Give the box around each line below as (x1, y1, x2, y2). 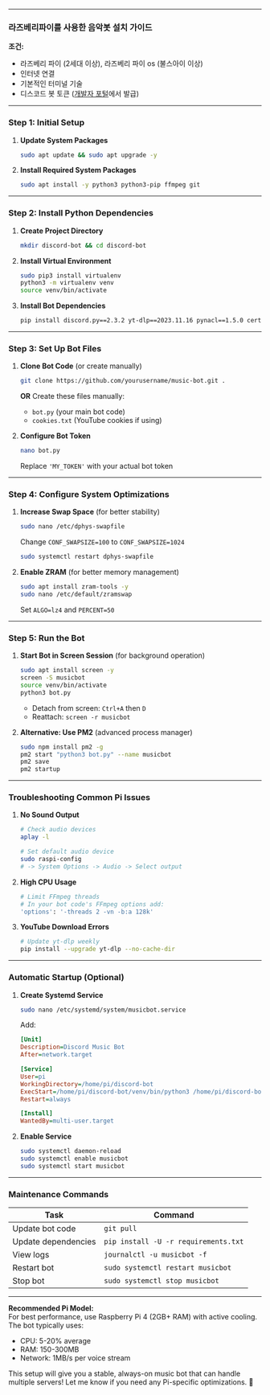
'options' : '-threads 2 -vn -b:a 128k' (19, 908, 154, 916)
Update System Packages (19, 135, 108, 145)
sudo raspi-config (19, 855, 82, 864)
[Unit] (19, 1036, 43, 1044)
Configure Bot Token (19, 431, 91, 441)
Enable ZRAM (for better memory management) (19, 568, 179, 577)
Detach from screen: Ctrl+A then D (31, 703, 146, 712)
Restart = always (19, 1095, 72, 1103)
